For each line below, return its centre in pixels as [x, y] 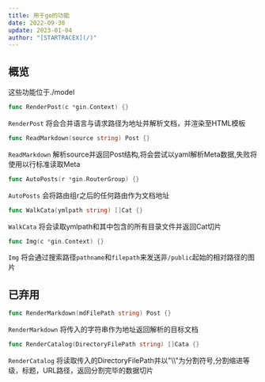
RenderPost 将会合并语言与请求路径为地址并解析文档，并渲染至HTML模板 [127, 123]
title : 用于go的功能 [39, 15]
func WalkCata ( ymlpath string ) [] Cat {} [76, 210]
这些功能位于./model [42, 93]
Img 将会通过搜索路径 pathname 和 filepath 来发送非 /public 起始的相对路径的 [128, 257]
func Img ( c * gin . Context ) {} [56, 241]
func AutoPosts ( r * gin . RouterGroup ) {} [74, 179]
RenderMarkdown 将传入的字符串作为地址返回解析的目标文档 [104, 330]
